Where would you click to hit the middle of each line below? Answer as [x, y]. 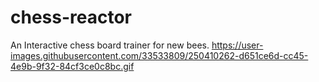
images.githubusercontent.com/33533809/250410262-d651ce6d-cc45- [159, 55]
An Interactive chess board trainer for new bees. [110, 45]
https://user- [237, 45]
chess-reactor [71, 17]
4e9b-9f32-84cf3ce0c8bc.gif [72, 66]
